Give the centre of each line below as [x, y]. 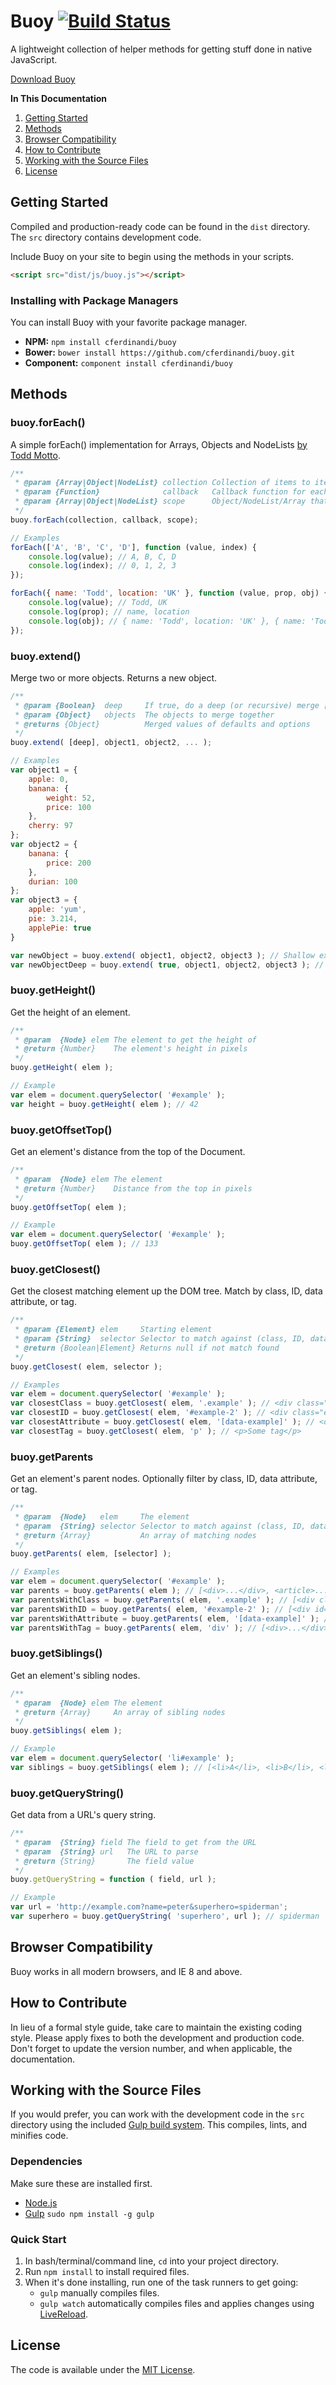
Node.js [41, 2202]
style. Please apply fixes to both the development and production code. [157, 2037]
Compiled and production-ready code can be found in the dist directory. [160, 226]
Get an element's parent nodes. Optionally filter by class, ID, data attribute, [164, 1479]
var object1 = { [44, 770]
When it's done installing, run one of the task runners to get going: [161, 2282]
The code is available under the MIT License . [103, 2369]
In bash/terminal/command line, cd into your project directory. [152, 2261]
